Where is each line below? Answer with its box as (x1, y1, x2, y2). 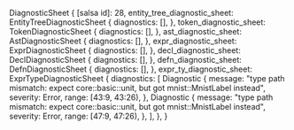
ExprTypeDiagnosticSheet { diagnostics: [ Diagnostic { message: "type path (9, 73, 285, 83)
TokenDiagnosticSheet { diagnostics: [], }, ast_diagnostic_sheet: (9, 27, 242, 36)
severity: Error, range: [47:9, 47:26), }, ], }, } (9, 111, 168, 121)
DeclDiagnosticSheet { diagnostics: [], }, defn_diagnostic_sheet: (9, 55, 242, 65)
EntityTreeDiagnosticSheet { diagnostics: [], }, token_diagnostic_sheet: (9, 17, 266, 27)
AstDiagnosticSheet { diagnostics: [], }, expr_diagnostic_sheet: (9, 35, 237, 46)
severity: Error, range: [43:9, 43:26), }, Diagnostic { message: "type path (9, 92, 274, 103)
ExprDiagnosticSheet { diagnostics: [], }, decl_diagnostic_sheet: (9, 45, 241, 56)
